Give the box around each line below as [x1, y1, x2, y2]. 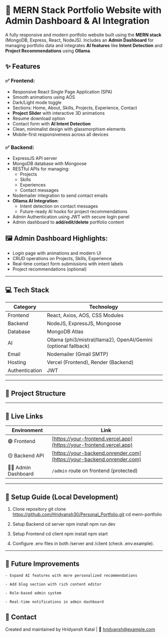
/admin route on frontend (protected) [51, 467, 138, 474]
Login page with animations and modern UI [12, 250, 101, 256]
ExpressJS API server [12, 155, 57, 161]
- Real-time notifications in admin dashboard [5, 599, 104, 604]
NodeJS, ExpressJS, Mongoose [46, 320, 121, 327]
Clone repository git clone [12, 506, 66, 512]
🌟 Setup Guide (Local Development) [5, 493, 118, 501]
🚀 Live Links [5, 412, 43, 420]
